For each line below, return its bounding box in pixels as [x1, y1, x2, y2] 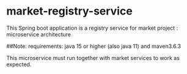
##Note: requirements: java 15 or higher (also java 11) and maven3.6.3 [6, 42, 182, 50]
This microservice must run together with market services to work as [6, 54, 180, 61]
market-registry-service [6, 4, 133, 18]
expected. [6, 61, 32, 68]
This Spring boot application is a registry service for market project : [6, 24, 178, 32]
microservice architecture [6, 30, 71, 38]
